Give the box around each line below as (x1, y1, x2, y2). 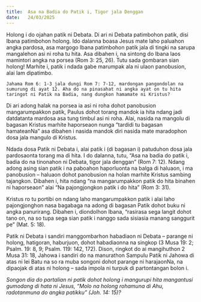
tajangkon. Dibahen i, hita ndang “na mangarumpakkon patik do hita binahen (6, 177, 196, 184)
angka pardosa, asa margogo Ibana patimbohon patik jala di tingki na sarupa (6, 43, 195, 51)
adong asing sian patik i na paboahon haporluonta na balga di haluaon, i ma (6, 165, 193, 172)
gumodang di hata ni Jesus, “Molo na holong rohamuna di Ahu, (6, 282, 164, 289)
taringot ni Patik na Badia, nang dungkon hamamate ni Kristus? (6, 91, 170, 97)
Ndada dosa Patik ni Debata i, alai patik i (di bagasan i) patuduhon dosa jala (6, 145, 193, 153)
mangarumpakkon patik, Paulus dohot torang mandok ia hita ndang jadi (6, 108, 183, 115)
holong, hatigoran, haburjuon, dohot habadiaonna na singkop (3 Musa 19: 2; (6, 238, 194, 246)
